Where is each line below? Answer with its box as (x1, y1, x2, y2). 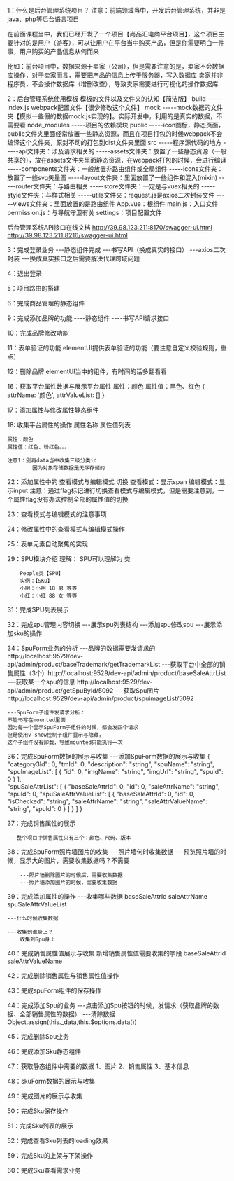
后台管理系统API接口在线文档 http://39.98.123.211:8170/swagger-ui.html (7, 223, 213, 231)
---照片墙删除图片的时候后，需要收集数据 (20, 871, 124, 878)
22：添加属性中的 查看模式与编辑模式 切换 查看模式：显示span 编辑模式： (7, 478, 220, 485)
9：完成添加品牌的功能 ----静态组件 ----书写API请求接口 (7, 314, 170, 322)
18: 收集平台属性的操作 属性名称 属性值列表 (7, 421, 131, 429)
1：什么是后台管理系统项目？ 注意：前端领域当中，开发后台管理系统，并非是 (7, 6, 226, 14)
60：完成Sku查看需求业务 (7, 1166, 82, 1175)
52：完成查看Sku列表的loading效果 (7, 1137, 108, 1145)
